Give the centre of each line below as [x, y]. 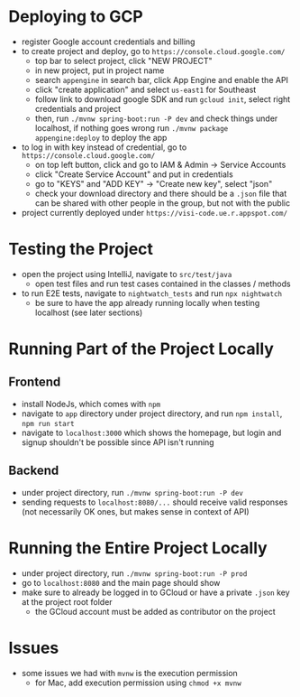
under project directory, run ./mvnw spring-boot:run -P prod [134, 573]
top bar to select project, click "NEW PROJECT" [123, 60]
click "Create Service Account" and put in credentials [134, 174]
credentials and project [78, 108]
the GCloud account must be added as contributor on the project [155, 611]
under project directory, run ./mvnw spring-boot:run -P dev [132, 492]
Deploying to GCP [76, 17]
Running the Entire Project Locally [138, 548]
